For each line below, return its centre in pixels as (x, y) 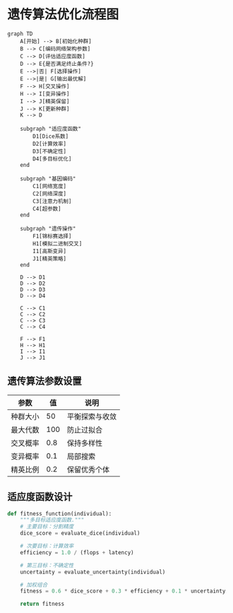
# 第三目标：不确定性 (47, 565)
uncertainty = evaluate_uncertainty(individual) (93, 572)
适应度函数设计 (40, 497)
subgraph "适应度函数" (50, 129)
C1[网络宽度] (50, 186)
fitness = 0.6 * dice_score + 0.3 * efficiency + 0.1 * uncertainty (123, 591)
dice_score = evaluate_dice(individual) (80, 533)
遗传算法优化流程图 (63, 14)
